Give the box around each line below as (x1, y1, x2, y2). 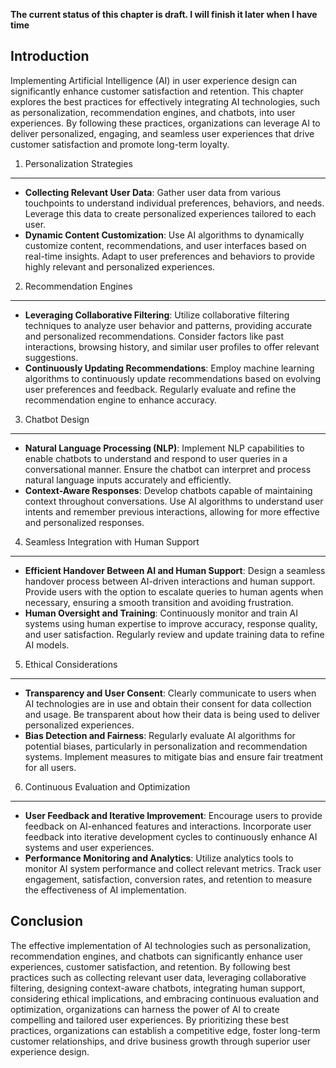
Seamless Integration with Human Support (24, 535, 200, 548)
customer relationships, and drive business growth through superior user (10, 1035, 311, 1047)
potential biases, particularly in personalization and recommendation (24, 740, 308, 752)
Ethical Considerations (24, 658, 118, 670)
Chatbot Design (24, 413, 90, 425)
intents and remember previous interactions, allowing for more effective (24, 505, 320, 518)
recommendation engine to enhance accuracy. (24, 394, 218, 406)
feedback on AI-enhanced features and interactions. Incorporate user (24, 820, 312, 832)
